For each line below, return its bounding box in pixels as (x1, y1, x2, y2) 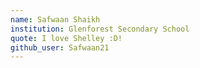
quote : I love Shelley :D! (10, 33, 123, 43)
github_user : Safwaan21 (10, 42, 110, 53)
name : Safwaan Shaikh (10, 14, 101, 25)
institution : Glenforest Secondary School (10, 24, 190, 34)
